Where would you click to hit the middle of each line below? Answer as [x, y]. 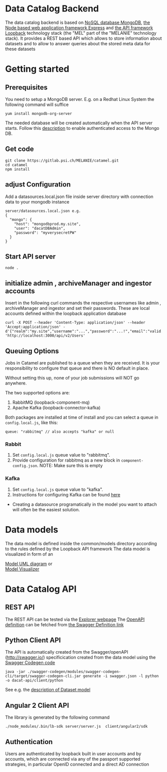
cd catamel [16, 165]
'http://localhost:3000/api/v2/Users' [45, 336]
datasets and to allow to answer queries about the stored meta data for [78, 43]
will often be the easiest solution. [46, 509]
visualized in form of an [29, 554]
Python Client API [33, 640]
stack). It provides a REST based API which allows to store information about [83, 38]
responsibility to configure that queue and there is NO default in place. [77, 368]
